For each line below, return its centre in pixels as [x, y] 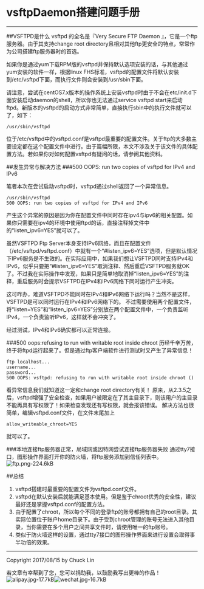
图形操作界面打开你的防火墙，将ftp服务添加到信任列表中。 [89, 456]
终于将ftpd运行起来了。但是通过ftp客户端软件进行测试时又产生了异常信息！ [100, 350]
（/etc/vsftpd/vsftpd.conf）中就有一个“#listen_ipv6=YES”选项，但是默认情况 [102, 250]
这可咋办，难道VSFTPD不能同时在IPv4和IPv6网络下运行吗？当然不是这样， [100, 294]
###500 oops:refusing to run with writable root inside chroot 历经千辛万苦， [101, 343]
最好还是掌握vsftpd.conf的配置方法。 [61, 504]
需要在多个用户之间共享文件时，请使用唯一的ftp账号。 [104, 527]
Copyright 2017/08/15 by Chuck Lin [50, 560]
